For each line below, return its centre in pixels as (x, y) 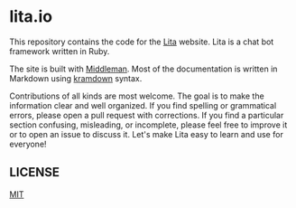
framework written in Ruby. (60, 51)
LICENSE (35, 172)
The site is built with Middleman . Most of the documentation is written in (143, 69)
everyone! (28, 144)
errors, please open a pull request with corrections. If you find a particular (147, 115)
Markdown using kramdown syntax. (76, 78)
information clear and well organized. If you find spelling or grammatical (143, 105)
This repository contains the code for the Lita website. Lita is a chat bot (142, 42)
